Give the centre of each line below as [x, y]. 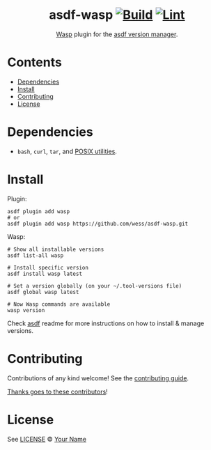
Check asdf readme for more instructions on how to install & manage [106, 323]
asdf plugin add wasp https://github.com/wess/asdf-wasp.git [98, 224]
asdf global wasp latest [43, 292]
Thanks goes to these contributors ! [57, 391]
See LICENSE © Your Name [47, 439]
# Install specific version [48, 267]
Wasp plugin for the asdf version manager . [117, 34]
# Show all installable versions [56, 249]
